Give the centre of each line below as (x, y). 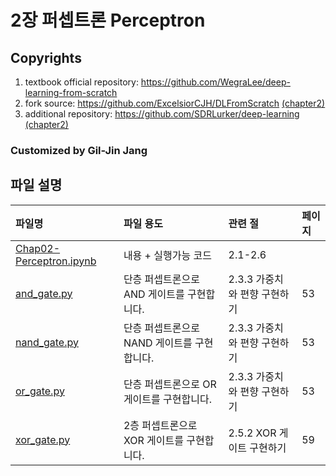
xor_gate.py (43, 439)
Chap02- (38, 248)
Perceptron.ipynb (56, 261)
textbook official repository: (81, 82)
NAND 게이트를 (158, 343)
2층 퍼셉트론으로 (160, 425)
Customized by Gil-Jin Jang (79, 150)
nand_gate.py (47, 342)
